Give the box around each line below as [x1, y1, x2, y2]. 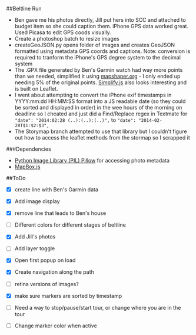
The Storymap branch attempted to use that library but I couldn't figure [14, 128, 187, 135]
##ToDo [6, 175, 26, 181]
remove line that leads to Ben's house [14, 210, 107, 217]
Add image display [14, 198, 60, 205]
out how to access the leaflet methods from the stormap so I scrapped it [14, 134, 190, 141]
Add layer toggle [14, 245, 55, 252]
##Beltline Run [6, 5, 42, 12]
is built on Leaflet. [14, 85, 58, 92]
